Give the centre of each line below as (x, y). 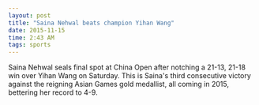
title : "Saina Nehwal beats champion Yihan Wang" (92, 23)
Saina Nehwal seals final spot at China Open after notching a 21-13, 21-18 (127, 67)
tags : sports (30, 45)
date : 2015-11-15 (37, 30)
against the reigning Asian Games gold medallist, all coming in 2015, (118, 84)
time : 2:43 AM (32, 37)
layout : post (30, 15)
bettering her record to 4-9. (53, 92)
